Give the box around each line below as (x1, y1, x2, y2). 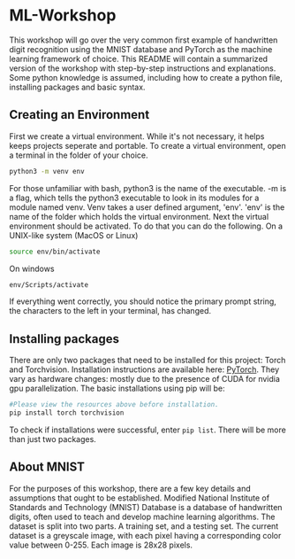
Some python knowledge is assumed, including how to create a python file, (9, 72, 283, 82)
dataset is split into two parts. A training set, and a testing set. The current (9, 520, 279, 532)
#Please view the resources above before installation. (9, 400, 219, 409)
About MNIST (9, 460, 86, 475)
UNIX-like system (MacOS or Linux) (9, 229, 139, 240)
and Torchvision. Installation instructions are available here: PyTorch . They (9, 364, 280, 375)
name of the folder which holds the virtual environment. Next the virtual (9, 211, 269, 221)
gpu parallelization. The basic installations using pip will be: (9, 383, 225, 394)
